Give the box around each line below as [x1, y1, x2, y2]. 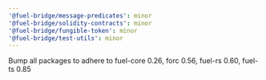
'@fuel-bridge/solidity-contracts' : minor [8, 19, 152, 27]
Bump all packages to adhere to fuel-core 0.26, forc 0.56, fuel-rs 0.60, [8, 56, 241, 66]
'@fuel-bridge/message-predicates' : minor [8, 11, 152, 20]
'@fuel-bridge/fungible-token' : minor [8, 26, 138, 34]
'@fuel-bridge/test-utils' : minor [8, 34, 124, 42]
